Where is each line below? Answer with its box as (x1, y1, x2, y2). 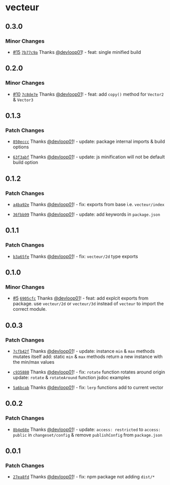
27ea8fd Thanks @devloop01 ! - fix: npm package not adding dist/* (12, 474, 155, 480)
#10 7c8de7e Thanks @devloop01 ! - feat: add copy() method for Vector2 (12, 91, 164, 97)
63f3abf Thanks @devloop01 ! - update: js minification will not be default (12, 154, 165, 160)
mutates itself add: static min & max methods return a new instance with (12, 353, 163, 360)
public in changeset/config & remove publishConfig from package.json (12, 432, 163, 438)
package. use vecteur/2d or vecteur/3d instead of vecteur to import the (12, 301, 164, 307)
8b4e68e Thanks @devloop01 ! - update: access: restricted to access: (12, 426, 161, 433)
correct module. (12, 306, 47, 312)
